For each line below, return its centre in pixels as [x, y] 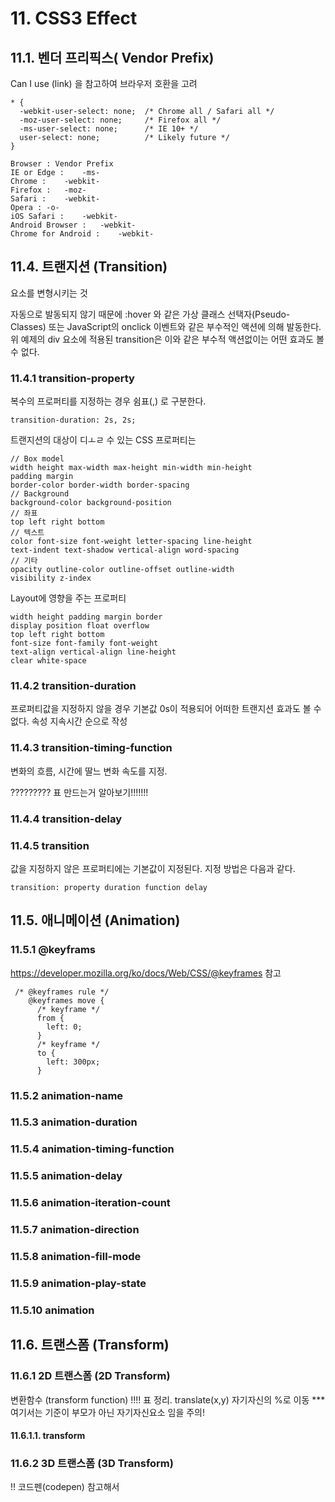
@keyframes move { [66, 1000]
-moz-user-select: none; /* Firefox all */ [120, 120]
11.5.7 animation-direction [75, 1230]
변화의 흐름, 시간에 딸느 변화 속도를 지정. [89, 771]
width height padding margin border [86, 617]
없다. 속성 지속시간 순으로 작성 [69, 721]
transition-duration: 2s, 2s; [73, 420]
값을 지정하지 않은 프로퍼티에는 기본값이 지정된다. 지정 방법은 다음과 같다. [153, 868]
